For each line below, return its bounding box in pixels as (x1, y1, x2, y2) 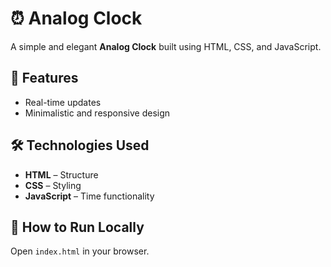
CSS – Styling (24, 179, 82, 191)
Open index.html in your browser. (10, 245, 150, 257)
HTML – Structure (24, 168, 99, 181)
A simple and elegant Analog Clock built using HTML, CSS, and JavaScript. (10, 40, 322, 52)
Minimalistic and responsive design (24, 107, 171, 119)
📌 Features (10, 70, 79, 87)
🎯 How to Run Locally (10, 218, 145, 236)
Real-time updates (24, 96, 102, 108)
